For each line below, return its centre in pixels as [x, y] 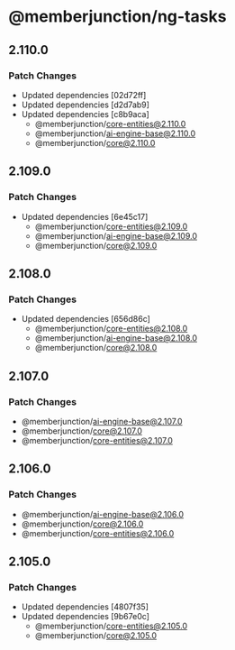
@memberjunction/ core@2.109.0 [96, 245]
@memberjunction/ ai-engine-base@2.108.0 [116, 338]
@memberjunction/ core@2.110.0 [95, 142]
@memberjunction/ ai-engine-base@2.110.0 [115, 133]
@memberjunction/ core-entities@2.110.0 [110, 124]
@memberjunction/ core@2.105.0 [96, 636]
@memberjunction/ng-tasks [117, 17]
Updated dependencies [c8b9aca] [85, 114]
